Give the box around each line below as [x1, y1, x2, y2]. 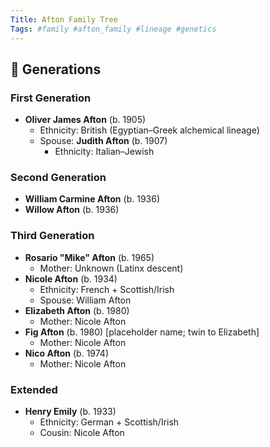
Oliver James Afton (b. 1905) [24, 114, 147, 126]
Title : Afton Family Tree [10, 14, 118, 25]
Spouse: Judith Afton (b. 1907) [39, 135, 168, 147]
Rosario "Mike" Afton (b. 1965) [24, 251, 155, 263]
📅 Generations [10, 61, 102, 78]
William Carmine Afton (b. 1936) [24, 193, 160, 205]
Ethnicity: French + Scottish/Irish [39, 283, 175, 295]
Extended [10, 382, 58, 396]
